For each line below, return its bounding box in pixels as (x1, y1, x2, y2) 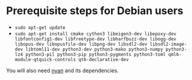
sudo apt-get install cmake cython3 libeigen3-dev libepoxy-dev (14, 31, 177, 36)
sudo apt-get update (14, 25, 66, 31)
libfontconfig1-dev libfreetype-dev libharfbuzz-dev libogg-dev (14, 36, 177, 42)
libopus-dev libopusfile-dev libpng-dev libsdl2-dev (14, 41, 148, 47)
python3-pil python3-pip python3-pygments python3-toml (25, 51, 166, 57)
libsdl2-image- (149, 41, 187, 47)
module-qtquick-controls (14, 56, 76, 62)
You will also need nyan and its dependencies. (6, 66, 119, 74)
